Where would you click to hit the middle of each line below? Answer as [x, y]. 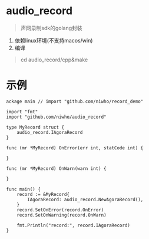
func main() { [24, 189]
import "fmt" [22, 112]
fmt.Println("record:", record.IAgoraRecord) [74, 225]
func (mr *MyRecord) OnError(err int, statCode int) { [75, 148]
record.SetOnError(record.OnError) [60, 210]
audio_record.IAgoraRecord [50, 132]
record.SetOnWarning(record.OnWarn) [62, 215]
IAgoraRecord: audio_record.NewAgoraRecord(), [85, 199]
